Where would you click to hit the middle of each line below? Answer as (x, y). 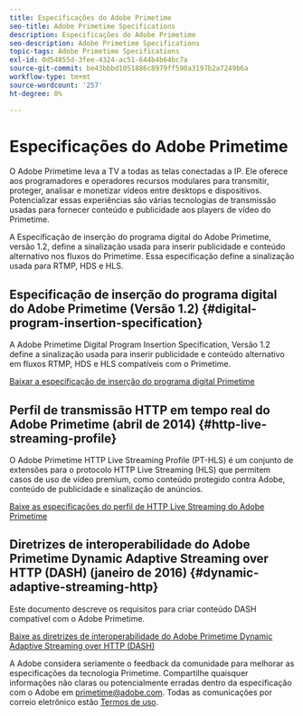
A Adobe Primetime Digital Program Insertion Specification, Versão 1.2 (140, 344)
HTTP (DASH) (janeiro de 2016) (99, 573)
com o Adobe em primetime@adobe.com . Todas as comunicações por (141, 692)
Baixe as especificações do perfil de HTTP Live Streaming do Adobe (137, 507)
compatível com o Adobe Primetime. (77, 618)
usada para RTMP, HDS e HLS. (66, 266)
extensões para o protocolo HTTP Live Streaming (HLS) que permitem (140, 470)
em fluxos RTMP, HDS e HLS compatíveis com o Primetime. (120, 364)
